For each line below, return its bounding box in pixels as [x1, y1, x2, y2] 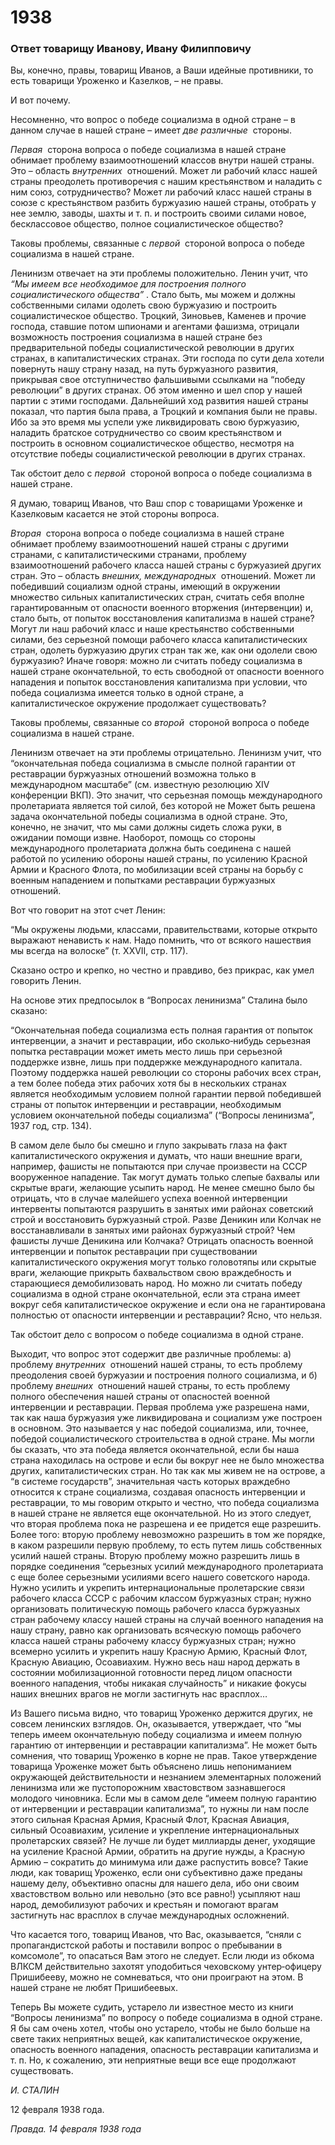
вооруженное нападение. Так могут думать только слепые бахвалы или [10, 1171, 320, 1183]
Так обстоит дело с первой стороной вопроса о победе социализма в [10, 467, 313, 480]
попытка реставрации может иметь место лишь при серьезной [10, 1046, 283, 1058]
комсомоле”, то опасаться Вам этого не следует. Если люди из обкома [10, 1950, 315, 1962]
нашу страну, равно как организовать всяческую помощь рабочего [10, 1624, 302, 1636]
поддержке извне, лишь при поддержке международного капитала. [10, 1056, 303, 1068]
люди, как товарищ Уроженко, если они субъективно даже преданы [10, 1867, 303, 1879]
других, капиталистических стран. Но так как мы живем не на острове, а [10, 1465, 326, 1477]
